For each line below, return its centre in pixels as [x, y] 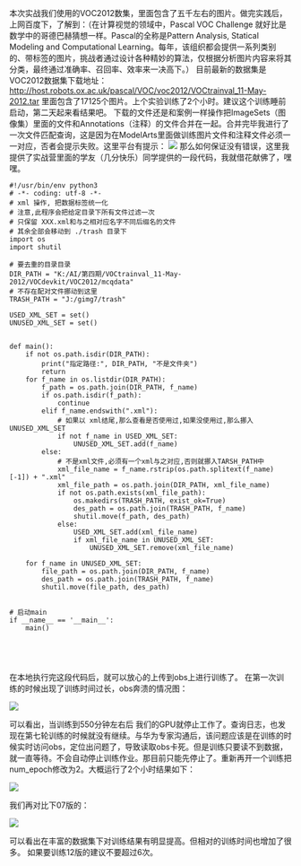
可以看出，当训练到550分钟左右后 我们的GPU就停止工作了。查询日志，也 [144, 724]
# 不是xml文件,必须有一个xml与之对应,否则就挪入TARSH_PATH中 [161, 461]
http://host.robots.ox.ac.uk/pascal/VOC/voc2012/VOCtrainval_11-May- [138, 91]
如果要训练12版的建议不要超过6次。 [92, 852]
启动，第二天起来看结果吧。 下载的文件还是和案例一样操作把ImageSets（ [144, 112]
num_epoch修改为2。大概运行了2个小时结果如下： [102, 769]
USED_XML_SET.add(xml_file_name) [136, 532]
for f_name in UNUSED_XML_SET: [84, 564]
